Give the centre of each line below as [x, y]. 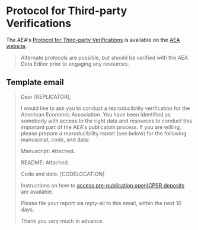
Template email [35, 82]
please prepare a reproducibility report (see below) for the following [103, 133]
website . [17, 46]
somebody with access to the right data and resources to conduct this [106, 121]
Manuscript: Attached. [48, 151]
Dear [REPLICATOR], [46, 96]
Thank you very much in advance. [62, 221]
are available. [37, 192]
